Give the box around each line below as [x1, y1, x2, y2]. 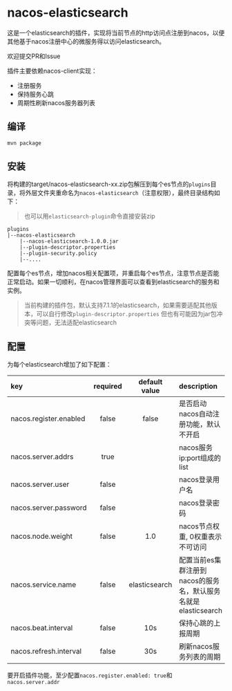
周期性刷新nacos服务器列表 [17, 98, 95, 107]
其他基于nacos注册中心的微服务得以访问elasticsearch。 [7, 37, 166, 46]
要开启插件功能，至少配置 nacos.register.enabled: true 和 [7, 671, 173, 679]
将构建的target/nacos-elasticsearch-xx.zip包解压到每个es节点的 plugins [7, 180, 211, 188]
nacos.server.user [10, 479, 70, 489]
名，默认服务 [179, 587, 221, 596]
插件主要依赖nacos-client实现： [7, 66, 98, 75]
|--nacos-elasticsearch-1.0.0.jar [19, 238, 119, 245]
